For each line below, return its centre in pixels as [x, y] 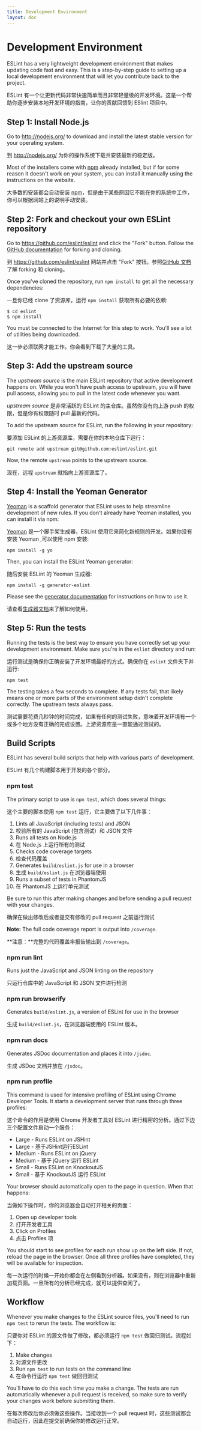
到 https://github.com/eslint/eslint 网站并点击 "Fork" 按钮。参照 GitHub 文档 [99, 262]
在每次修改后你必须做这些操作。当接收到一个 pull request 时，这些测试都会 [99, 1413]
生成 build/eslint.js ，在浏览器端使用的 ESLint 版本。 [74, 1024]
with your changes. [31, 904]
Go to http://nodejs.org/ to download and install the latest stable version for [100, 136]
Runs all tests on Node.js [46, 837]
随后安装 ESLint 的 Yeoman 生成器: [49, 574]
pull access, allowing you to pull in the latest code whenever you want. [94, 393]
